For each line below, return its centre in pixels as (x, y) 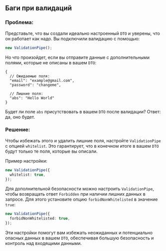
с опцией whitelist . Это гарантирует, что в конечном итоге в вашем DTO (82, 146)
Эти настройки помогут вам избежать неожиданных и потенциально (79, 233)
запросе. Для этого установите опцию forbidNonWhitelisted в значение (82, 200)
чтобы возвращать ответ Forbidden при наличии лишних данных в (75, 194)
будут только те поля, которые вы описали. (52, 151)
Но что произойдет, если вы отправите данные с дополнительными (77, 57)
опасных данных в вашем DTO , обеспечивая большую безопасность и (80, 238)
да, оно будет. (20, 117)
